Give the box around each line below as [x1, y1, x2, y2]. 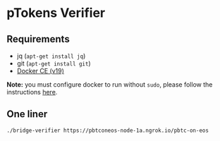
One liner [6, 108, 48, 121]
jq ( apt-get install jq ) [16, 51, 86, 60]
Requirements [6, 33, 70, 45]
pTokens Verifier [6, 5, 106, 21]
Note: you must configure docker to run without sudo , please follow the [6, 80, 213, 89]
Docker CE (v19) [16, 67, 65, 75]
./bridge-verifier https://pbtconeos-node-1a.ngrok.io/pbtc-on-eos [6, 127, 209, 134]
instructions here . [6, 88, 58, 96]
